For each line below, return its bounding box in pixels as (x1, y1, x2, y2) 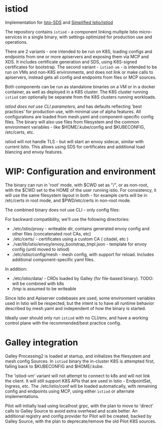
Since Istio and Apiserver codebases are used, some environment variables (5, 295, 156, 301)
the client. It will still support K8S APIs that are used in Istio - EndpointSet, (5, 378, 152, 384)
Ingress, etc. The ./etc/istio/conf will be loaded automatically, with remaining (5, 383, 157, 389)
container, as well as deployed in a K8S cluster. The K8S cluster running (5, 89, 148, 95)
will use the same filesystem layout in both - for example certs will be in (5, 192, 147, 198)
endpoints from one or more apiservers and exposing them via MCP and (5, 53, 149, 59)
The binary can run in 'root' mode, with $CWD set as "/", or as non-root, (5, 182, 148, 188)
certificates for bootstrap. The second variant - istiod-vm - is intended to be (5, 64, 157, 70)
